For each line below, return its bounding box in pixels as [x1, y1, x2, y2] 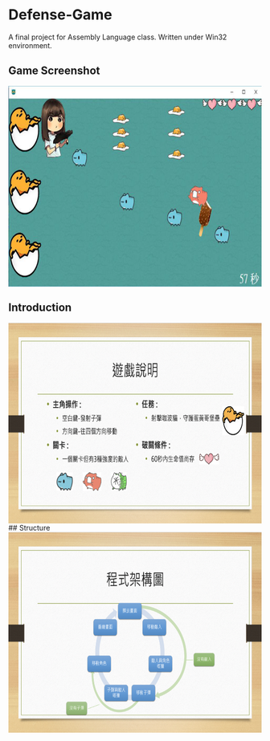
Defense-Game [8, 6, 112, 24]
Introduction [8, 301, 72, 315]
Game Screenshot [8, 64, 100, 78]
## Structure [8, 523, 51, 532]
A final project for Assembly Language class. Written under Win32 [8, 32, 227, 42]
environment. [8, 40, 52, 50]
